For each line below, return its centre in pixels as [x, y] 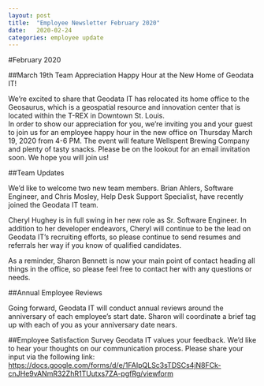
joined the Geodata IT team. [53, 205]
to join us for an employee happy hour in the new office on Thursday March [131, 133]
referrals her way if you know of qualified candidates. [95, 245]
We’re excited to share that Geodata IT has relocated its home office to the [129, 99]
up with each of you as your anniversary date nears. [93, 325]
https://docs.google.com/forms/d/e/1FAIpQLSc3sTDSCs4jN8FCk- [115, 365]
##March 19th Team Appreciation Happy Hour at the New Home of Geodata [131, 75]
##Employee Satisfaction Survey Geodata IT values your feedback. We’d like [132, 340]
